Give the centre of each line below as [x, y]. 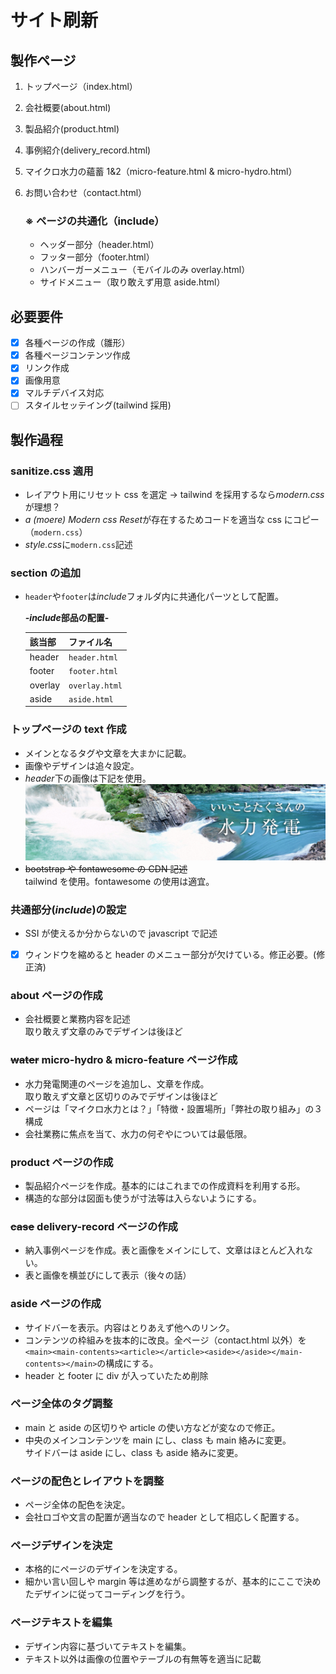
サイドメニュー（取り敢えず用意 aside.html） [132, 282]
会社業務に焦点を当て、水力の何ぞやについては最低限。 [138, 1133]
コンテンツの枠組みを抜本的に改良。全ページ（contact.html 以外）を [165, 1340]
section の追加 [46, 573]
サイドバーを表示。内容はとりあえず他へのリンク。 [129, 1327]
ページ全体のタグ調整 [61, 1404]
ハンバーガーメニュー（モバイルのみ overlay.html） [145, 270]
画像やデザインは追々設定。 [82, 765]
